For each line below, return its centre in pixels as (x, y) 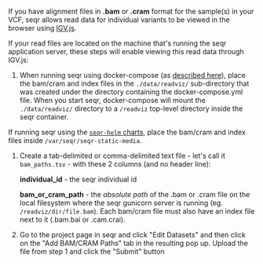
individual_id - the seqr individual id (78, 179)
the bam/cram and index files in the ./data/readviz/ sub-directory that (134, 83)
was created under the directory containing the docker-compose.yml (131, 92)
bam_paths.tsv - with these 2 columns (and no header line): (115, 164)
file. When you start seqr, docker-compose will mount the (113, 100)
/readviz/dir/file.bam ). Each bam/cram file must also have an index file (137, 211)
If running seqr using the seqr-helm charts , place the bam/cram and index (127, 132)
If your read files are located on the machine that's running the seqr (117, 43)
